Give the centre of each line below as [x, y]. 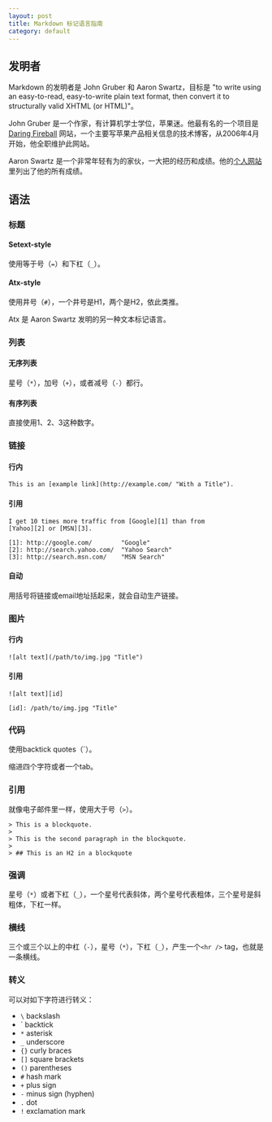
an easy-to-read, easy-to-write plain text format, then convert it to [119, 96]
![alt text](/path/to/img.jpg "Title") [76, 657]
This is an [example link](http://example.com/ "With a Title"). [121, 484]
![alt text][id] [36, 694]
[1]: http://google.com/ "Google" [80, 542]
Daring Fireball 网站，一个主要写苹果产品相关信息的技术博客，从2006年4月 [134, 134]
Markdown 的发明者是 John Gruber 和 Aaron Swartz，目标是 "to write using [135, 87]
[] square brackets [52, 1058]
